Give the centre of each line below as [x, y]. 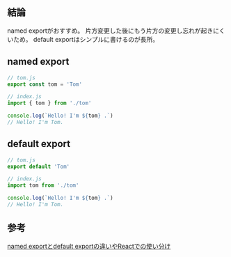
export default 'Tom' [39, 166]
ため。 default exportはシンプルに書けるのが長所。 [86, 39]
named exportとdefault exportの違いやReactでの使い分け [89, 246]
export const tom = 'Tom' [45, 84]
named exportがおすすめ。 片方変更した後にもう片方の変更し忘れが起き [110, 31]
